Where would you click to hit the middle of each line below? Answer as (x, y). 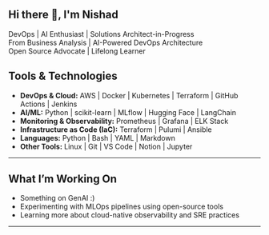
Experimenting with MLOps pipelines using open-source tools (122, 207)
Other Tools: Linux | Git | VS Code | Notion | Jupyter (106, 146)
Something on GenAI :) (57, 198)
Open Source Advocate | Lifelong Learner (77, 51)
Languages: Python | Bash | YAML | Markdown (98, 137)
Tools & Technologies (63, 76)
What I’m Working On (63, 179)
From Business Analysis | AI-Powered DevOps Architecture (106, 42)
